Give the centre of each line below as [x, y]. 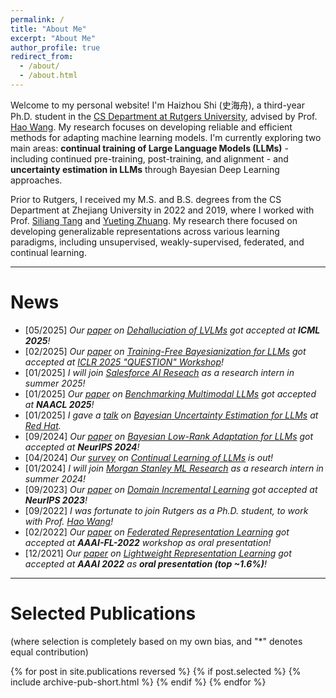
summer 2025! [55, 383]
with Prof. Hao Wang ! [69, 521]
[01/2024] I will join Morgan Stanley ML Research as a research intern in [174, 468]
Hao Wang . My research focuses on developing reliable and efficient [151, 127]
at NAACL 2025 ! [59, 404]
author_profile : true [55, 47]
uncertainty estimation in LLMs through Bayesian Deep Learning [145, 169]
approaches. [36, 180]
